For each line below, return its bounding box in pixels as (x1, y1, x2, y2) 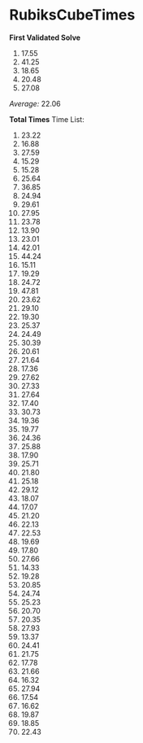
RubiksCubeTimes (9, 6, 136, 24)
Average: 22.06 (9, 98, 61, 108)
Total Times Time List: (9, 114, 84, 124)
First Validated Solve (9, 33, 80, 42)
